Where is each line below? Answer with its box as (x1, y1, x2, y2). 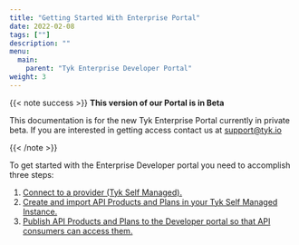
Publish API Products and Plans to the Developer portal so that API (22, 215, 271, 227)
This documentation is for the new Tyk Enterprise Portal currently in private (9, 114, 290, 125)
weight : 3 (9, 73, 47, 82)
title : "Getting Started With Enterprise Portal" (9, 13, 201, 23)
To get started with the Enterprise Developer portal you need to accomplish (9, 160, 291, 171)
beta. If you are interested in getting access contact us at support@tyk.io (9, 124, 283, 135)
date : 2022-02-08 (9, 22, 75, 31)
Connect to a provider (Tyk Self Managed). (22, 187, 183, 198)
